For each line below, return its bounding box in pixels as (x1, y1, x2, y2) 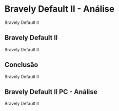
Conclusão (4, 61, 39, 69)
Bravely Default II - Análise (4, 3, 115, 15)
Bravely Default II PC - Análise (4, 88, 98, 96)
